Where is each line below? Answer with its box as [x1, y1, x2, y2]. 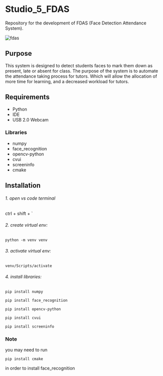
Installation [5, 181, 41, 190]
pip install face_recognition [5, 298, 68, 303]
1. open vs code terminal [5, 195, 56, 201]
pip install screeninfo [5, 324, 55, 329]
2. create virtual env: [5, 222, 48, 228]
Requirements [5, 93, 50, 102]
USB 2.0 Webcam [12, 117, 49, 123]
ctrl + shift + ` [5, 211, 33, 217]
